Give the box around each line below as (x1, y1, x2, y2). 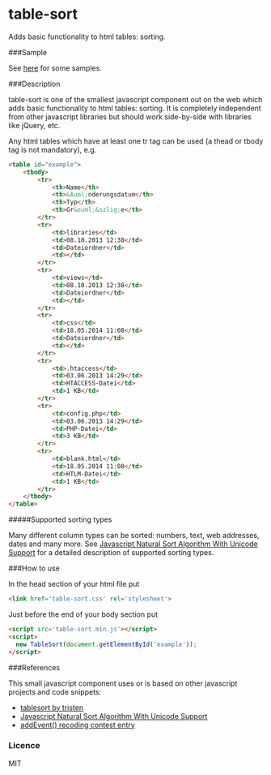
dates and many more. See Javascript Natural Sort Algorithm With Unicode (8, 539, 258, 549)
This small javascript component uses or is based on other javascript (8, 678, 238, 688)
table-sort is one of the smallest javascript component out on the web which (8, 94, 263, 104)
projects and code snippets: (8, 687, 102, 696)
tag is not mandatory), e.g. (8, 144, 97, 154)
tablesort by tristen (19, 703, 83, 713)
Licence (8, 740, 40, 751)
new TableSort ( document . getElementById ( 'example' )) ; (15, 640, 197, 648)
